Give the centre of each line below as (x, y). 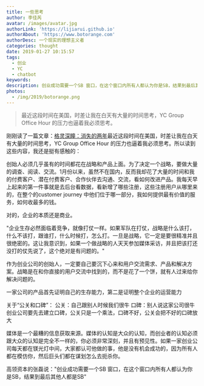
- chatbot (24, 74)
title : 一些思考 (25, 12)
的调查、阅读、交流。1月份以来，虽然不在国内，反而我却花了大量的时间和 (98, 171)
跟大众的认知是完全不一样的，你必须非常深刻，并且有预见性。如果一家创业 (99, 341)
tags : (13, 57)
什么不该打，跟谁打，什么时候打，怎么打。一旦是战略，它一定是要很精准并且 (102, 235)
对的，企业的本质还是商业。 (41, 215)
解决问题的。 (22, 279)
